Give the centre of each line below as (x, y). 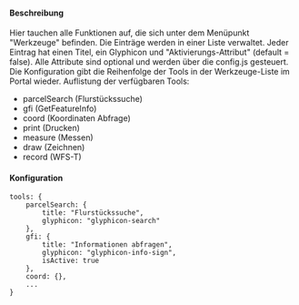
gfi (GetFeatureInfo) (60, 108)
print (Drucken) (51, 128)
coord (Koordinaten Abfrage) (77, 118)
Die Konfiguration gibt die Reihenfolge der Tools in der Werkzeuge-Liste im (150, 72)
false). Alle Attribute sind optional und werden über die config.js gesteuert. (149, 62)
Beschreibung (36, 13)
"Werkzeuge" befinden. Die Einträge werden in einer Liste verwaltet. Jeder (149, 43)
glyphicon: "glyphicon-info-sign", (110, 253)
